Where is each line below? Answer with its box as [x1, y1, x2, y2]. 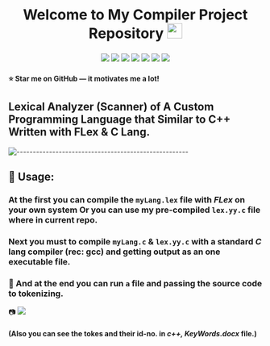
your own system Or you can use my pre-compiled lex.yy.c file [8, 204, 260, 215]
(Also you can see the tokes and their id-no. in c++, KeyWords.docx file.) [8, 328, 257, 338]
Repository [88, 24, 164, 43]
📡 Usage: [8, 169, 55, 183]
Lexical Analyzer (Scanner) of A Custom [8, 100, 214, 114]
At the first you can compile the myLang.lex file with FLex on [8, 194, 246, 205]
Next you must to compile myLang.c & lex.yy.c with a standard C [8, 236, 262, 247]
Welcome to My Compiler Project [23, 6, 248, 24]
